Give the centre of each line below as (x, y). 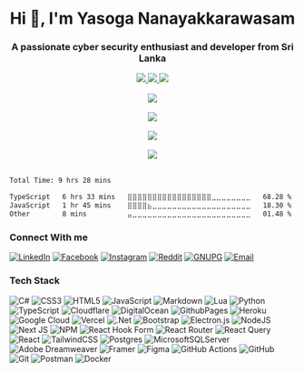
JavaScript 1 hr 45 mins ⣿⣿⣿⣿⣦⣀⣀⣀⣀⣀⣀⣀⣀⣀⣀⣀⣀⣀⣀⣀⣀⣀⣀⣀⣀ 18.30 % (151, 206)
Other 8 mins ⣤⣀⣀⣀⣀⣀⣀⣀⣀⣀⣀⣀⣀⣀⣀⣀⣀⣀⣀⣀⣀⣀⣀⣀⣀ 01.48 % (151, 214)
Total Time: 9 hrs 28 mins (60, 181)
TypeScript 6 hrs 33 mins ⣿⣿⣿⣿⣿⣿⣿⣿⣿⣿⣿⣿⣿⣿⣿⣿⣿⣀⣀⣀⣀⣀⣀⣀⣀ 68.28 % (151, 197)
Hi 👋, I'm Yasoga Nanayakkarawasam (152, 19)
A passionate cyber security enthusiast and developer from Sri (152, 47)
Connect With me (49, 237)
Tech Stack (35, 281)
